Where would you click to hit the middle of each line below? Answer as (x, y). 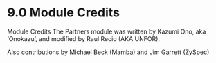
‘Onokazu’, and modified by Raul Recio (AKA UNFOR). (84, 38)
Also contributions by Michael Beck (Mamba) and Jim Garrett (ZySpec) (108, 52)
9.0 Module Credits (63, 13)
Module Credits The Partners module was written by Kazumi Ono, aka (107, 32)
